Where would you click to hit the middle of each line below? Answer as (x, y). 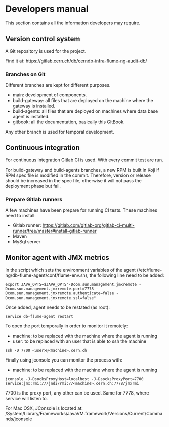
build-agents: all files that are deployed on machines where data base (85, 111)
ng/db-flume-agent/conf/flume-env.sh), (47, 275)
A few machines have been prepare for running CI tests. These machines (81, 210)
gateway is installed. (34, 106)
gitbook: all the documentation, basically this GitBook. (69, 122)
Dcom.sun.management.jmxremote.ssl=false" (51, 298)
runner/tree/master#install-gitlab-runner (55, 231)
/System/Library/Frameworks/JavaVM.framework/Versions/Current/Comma (84, 413)
